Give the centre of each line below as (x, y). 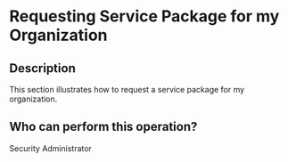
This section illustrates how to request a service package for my (127, 89)
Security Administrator (50, 148)
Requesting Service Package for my (144, 16)
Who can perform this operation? (103, 127)
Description (42, 68)
